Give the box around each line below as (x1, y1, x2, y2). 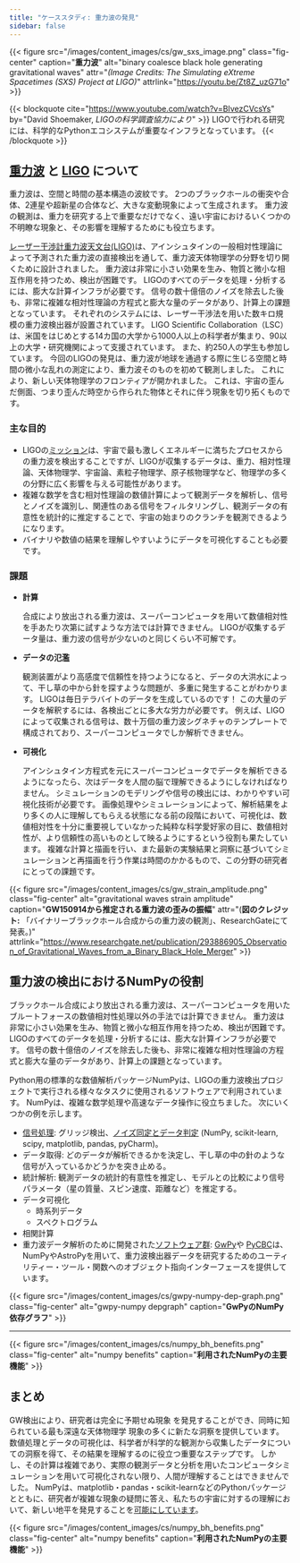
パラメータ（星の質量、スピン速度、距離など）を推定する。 (21, 1183, 242, 1193)
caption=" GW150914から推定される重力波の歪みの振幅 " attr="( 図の (9, 903, 258, 914)
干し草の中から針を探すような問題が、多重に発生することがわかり (37, 682, 280, 693)
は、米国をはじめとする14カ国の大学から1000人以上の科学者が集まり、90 (9, 330, 279, 341)
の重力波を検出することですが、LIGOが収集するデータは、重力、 (21, 456, 260, 466)
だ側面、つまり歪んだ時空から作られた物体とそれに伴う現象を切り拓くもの (9, 387, 283, 397)
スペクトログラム (35, 1217, 98, 1227)
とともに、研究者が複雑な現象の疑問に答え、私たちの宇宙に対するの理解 (9, 1492, 275, 1504)
